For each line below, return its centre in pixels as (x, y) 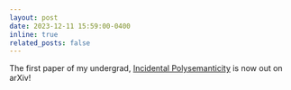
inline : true (34, 34)
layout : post (34, 18)
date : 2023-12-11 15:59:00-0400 (70, 26)
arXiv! (20, 78)
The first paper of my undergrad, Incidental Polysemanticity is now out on (146, 68)
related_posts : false (50, 43)
